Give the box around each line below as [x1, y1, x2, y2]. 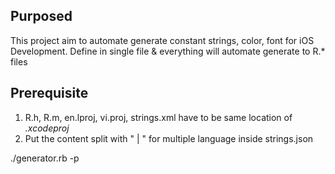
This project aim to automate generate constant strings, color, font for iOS [10, 34, 315, 46]
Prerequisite [10, 85, 89, 102]
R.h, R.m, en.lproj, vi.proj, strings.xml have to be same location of [24, 111, 293, 123]
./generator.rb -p [10, 152, 80, 164]
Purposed [10, 8, 73, 25]
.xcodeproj [24, 122, 70, 134]
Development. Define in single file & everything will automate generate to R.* [10, 45, 326, 57]
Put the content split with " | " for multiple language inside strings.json [24, 132, 314, 144]
